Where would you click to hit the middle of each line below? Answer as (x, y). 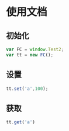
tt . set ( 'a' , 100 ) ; (27, 89)
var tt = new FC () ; (30, 55)
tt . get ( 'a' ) (20, 122)
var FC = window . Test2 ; (35, 49)
